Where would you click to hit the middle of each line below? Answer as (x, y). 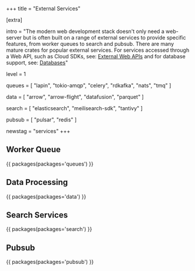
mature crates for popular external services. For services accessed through (98, 50)
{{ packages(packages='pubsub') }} (50, 262)
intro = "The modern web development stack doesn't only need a (85, 31)
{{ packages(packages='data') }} (46, 196)
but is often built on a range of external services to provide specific (105, 37)
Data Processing (37, 182)
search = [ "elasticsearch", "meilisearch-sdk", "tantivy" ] (75, 108)
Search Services (37, 215)
